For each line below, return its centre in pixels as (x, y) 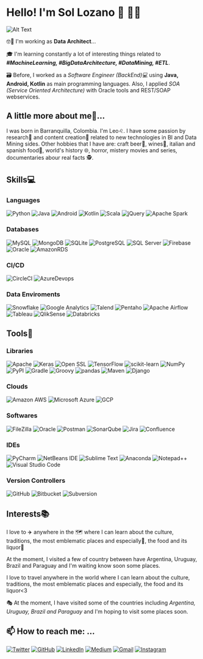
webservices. (23, 97)
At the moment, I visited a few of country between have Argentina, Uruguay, (102, 559)
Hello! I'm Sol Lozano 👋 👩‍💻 (74, 13)
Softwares (22, 415)
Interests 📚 (28, 514)
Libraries (20, 351)
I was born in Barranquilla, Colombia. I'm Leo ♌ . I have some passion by (96, 130)
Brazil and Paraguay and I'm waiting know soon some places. (83, 566)
